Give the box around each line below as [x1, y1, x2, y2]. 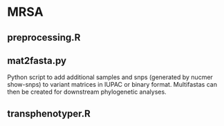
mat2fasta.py [7, 54, 67, 66]
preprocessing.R [7, 32, 81, 43]
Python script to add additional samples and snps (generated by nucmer [7, 73, 213, 81]
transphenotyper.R [7, 107, 91, 119]
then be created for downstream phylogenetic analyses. [7, 87, 167, 96]
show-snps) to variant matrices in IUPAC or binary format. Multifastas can [7, 81, 218, 89]
